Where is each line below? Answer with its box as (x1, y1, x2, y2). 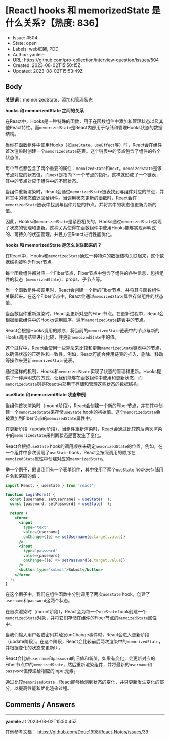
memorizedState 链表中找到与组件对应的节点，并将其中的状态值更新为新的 (5, 201, 157, 207)
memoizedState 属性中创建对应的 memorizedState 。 (5, 455, 107, 462)
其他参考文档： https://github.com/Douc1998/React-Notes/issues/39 (5, 729, 149, 735)
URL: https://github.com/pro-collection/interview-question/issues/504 (12, 57, 159, 63)
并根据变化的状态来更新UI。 (5, 645, 63, 651)
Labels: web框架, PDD (12, 46, 59, 52)
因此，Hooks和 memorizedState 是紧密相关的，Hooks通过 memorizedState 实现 (5, 218, 162, 224)
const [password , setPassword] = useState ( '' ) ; (10, 501, 112, 507)
